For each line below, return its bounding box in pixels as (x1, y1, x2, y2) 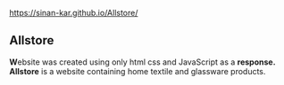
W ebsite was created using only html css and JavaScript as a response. (9, 57, 276, 67)
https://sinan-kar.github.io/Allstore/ (9, 8, 138, 18)
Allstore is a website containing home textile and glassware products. (9, 66, 266, 76)
